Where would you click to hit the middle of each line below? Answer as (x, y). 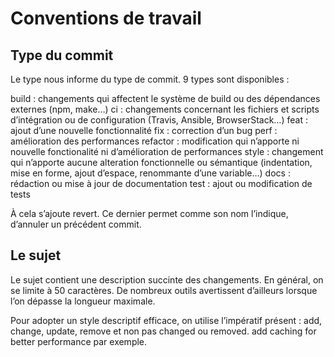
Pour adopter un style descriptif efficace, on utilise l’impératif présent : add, (166, 320)
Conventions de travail (106, 18)
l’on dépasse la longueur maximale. (83, 301)
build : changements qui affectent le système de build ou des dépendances (165, 98)
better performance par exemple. (79, 341)
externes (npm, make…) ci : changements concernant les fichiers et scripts (165, 109)
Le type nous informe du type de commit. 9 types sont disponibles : (150, 79)
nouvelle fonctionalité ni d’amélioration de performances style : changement (167, 151)
